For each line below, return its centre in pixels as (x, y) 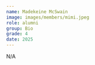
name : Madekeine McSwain (37, 12)
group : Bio (20, 28)
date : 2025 (20, 39)
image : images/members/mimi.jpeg (48, 17)
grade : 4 (17, 34)
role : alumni (22, 23)
